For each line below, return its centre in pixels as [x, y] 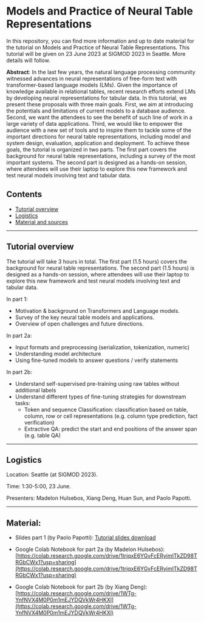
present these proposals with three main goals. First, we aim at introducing [100, 104]
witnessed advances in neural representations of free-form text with [92, 78]
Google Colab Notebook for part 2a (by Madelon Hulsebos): [90, 549]
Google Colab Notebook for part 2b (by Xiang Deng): [81, 587]
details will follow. [28, 60]
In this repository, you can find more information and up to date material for [100, 41]
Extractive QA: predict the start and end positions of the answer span [110, 429]
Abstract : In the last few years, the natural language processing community [101, 72]
